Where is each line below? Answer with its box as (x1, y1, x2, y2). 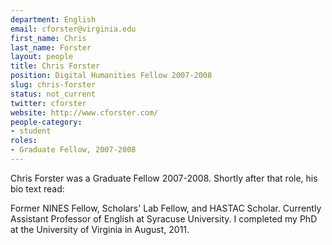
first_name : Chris (10, 33, 87, 43)
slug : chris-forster (10, 80, 97, 90)
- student (10, 126, 52, 136)
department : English (10, 14, 97, 25)
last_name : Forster (10, 42, 92, 53)
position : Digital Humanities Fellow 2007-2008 (10, 71, 213, 81)
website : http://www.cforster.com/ (10, 107, 159, 118)
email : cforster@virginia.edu (10, 24, 137, 34)
